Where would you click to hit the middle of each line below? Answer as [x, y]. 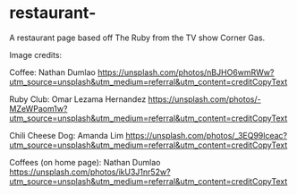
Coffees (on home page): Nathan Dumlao [85, 162]
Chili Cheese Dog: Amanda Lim [66, 135]
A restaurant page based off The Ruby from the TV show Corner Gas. [137, 38]
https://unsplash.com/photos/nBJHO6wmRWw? [186, 72]
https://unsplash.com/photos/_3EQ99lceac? [206, 135]
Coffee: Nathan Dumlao [52, 72]
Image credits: [36, 55]
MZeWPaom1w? [38, 108]
